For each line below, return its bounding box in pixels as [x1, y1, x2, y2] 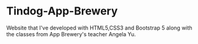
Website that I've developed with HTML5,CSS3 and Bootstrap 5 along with [6, 24, 193, 31]
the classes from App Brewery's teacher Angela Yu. [6, 30, 136, 37]
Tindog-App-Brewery [6, 4, 118, 18]
